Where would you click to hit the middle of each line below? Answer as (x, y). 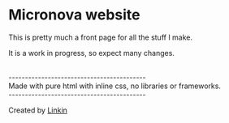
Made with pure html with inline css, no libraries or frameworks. (115, 86)
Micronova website (74, 15)
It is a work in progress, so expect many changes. (91, 53)
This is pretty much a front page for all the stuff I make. (101, 37)
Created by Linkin (38, 110)
